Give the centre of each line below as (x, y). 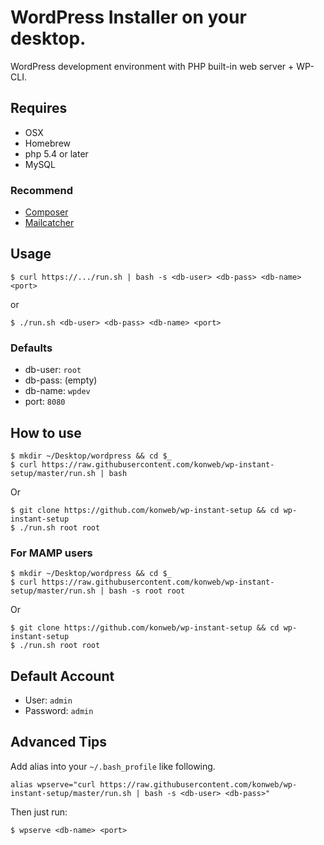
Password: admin (59, 711)
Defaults (31, 348)
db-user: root (53, 370)
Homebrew (47, 143)
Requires (39, 108)
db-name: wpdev (57, 391)
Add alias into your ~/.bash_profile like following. (113, 766)
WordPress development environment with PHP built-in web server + (152, 66)
